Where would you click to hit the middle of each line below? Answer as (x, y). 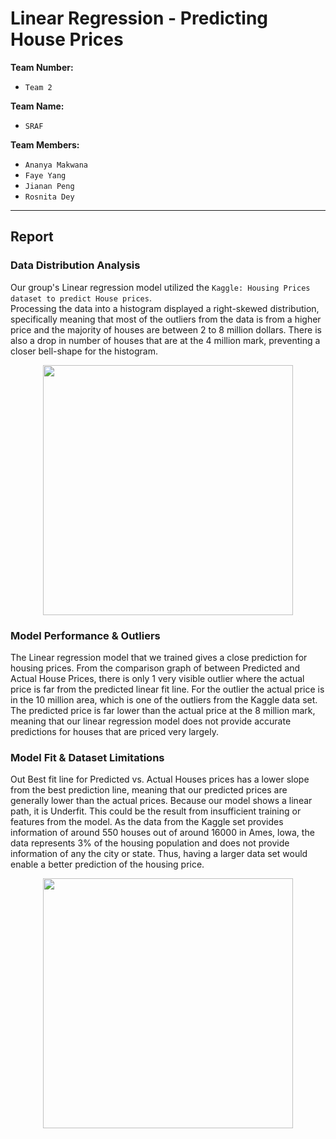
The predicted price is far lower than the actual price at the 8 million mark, (163, 710)
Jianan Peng (49, 186)
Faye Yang (45, 175)
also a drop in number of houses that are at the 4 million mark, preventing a (165, 340)
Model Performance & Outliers (85, 635)
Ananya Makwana (56, 165)
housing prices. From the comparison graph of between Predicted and (155, 668)
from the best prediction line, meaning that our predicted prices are (149, 790)
